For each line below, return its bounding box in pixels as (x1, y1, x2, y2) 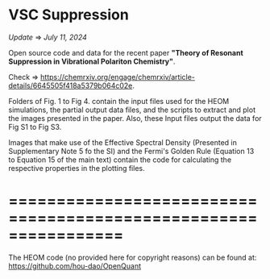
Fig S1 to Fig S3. (8, 122, 62, 131)
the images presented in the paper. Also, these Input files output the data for (8, 113, 262, 123)
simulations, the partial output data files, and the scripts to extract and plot (8, 105, 256, 115)
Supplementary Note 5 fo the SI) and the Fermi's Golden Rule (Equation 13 (8, 146, 255, 156)
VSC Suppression (8, 6, 129, 24)
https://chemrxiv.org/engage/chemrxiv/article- (39, 72, 196, 81)
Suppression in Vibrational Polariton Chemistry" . (8, 56, 176, 66)
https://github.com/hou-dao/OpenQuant (8, 260, 142, 271)
